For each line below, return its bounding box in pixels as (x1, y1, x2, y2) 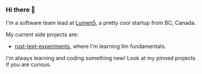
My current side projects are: (5, 31, 79, 38)
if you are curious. (5, 61, 51, 69)
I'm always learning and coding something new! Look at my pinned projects (5, 55, 196, 62)
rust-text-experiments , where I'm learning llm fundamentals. (14, 42, 166, 50)
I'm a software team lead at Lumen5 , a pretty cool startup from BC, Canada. (5, 19, 197, 27)
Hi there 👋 (5, 5, 36, 14)
